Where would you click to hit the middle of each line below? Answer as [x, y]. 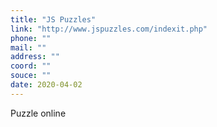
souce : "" [31, 76]
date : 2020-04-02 [46, 85]
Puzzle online [38, 113]
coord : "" [31, 66]
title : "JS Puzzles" [53, 19]
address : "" [35, 57]
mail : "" [28, 47]
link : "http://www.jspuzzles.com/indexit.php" [109, 29]
